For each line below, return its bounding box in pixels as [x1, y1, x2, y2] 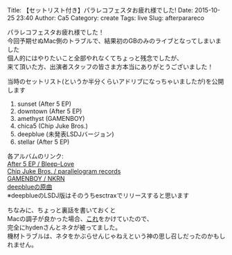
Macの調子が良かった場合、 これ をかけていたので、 [7, 215, 153, 223]
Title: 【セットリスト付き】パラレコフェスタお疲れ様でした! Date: [7, 6, 194, 14]
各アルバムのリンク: [7, 152, 64, 160]
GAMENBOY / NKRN [7, 175, 65, 182]
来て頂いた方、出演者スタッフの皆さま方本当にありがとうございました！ [7, 63, 213, 70]
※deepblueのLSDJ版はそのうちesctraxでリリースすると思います [7, 191, 190, 199]
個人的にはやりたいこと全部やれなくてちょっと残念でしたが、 [7, 54, 184, 62]
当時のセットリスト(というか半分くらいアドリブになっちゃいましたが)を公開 [7, 77, 224, 85]
